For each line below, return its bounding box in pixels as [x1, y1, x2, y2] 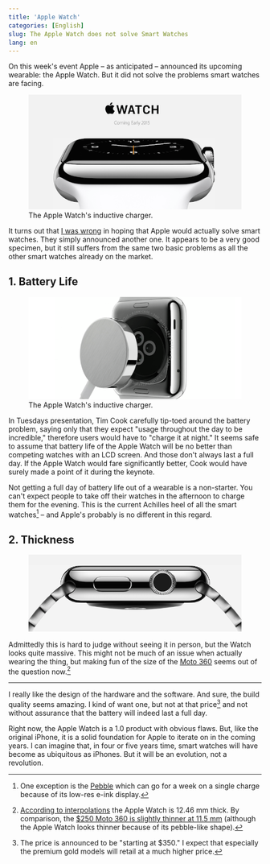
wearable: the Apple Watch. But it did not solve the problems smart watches [8, 70, 260, 80]
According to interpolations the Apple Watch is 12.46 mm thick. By [19, 805, 239, 815]
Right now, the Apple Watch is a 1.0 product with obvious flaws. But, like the [8, 724, 259, 734]
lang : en [8, 39, 38, 47]
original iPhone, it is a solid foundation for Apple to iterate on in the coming [8, 733, 256, 742]
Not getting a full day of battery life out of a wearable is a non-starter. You [8, 482, 253, 492]
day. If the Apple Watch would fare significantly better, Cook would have [8, 458, 247, 468]
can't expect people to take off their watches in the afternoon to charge [8, 491, 245, 501]
